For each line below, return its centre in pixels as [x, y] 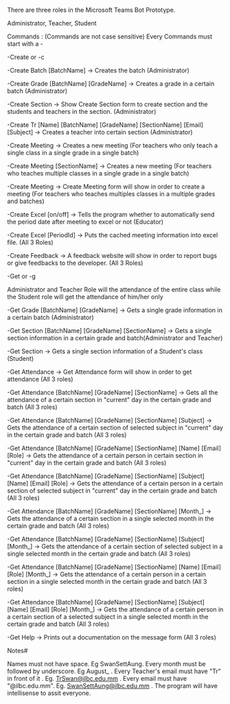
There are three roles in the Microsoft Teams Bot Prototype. [91, 10]
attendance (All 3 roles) [40, 379]
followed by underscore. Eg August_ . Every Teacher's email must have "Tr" [114, 671]
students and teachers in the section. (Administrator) [82, 112]
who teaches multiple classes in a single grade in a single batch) [98, 173]
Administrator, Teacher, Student [52, 23]
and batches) [26, 201]
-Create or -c [26, 57]
